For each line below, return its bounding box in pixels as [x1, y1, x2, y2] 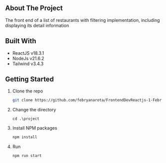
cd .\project [12, 116, 40, 121]
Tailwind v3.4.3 [12, 61, 44, 67]
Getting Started [5, 75, 54, 83]
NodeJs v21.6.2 [12, 55, 45, 61]
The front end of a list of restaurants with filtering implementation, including [5, 17, 160, 23]
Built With [5, 37, 36, 45]
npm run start [12, 154, 42, 159]
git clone [12, 98, 33, 103]
